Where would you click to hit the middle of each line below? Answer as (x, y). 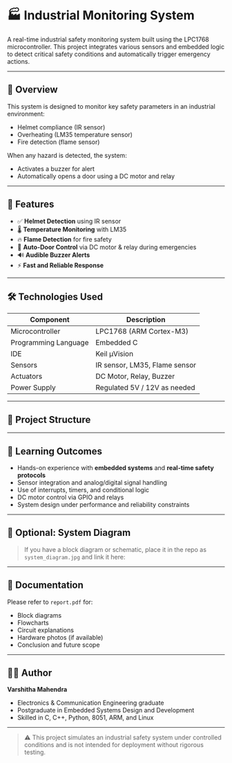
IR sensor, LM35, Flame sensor (146, 365)
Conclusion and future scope (58, 645)
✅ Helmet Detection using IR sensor (69, 221)
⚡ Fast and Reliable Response (60, 265)
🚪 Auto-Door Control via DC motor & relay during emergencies (107, 247)
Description (146, 320)
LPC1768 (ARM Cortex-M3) (142, 332)
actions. (18, 61)
